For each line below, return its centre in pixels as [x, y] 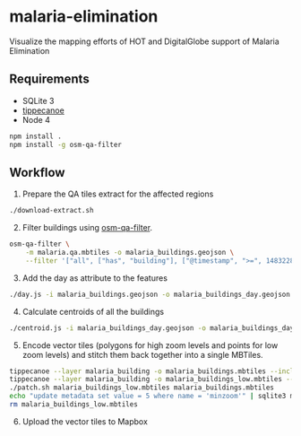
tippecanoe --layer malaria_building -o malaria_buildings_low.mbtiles [146, 379]
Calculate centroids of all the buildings [93, 311]
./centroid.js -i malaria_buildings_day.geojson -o [107, 328]
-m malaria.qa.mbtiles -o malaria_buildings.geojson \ [130, 253]
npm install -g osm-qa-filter [66, 144]
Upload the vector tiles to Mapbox [85, 421]
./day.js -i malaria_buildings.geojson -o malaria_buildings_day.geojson [150, 294]
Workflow [37, 172]
